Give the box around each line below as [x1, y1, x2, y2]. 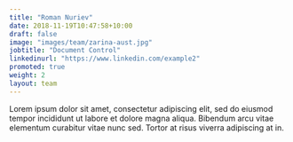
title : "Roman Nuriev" [9, 12, 93, 22]
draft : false [9, 29, 58, 38]
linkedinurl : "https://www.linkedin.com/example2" [9, 54, 201, 63]
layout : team [9, 79, 58, 88]
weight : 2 [9, 71, 46, 80]
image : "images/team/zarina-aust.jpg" [9, 37, 153, 47]
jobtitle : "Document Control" [9, 46, 122, 55]
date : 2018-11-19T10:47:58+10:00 [9, 21, 133, 30]
